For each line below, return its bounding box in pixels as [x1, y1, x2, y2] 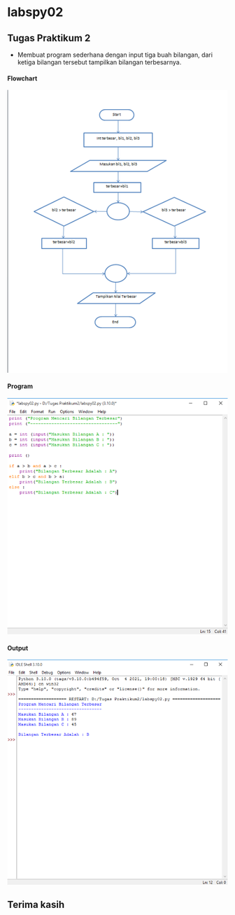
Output [7, 644, 29, 652]
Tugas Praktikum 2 [7, 32, 91, 44]
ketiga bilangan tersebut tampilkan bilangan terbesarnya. [17, 58, 182, 66]
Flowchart [7, 74, 38, 83]
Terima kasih [7, 898, 65, 910]
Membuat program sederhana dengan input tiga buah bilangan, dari [17, 50, 213, 59]
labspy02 [7, 4, 64, 20]
